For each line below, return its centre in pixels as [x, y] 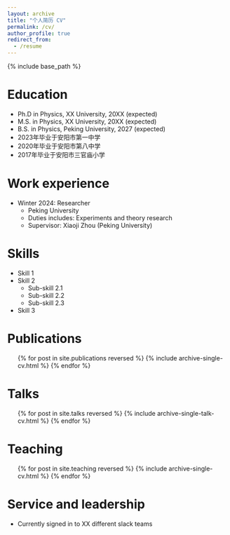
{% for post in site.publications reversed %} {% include [97, 358]
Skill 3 [26, 310]
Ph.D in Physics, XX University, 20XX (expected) [87, 114]
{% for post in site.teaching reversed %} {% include [92, 468]
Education [38, 95]
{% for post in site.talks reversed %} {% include [87, 413]
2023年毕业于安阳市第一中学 [59, 137]
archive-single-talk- [185, 413]
